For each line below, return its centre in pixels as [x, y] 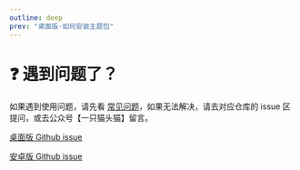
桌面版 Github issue [46, 137]
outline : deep [36, 18]
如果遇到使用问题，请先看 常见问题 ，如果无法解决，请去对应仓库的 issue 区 [150, 106]
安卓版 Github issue [46, 156]
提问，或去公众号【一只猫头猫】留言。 [81, 118]
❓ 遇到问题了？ [64, 74]
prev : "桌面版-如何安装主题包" [62, 26]
